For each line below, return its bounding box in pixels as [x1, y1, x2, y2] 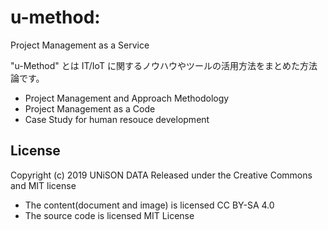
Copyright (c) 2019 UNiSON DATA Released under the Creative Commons [10, 169, 313, 181]
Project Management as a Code [24, 102, 156, 115]
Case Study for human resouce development [24, 113, 210, 125]
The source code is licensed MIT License [24, 209, 195, 221]
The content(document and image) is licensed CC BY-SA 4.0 [24, 199, 275, 211]
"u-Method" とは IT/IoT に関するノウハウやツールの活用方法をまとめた [10, 59, 300, 71]
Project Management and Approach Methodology [24, 92, 230, 104]
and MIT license [10, 179, 77, 191]
